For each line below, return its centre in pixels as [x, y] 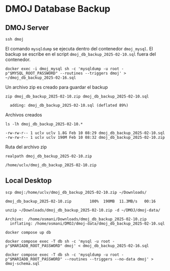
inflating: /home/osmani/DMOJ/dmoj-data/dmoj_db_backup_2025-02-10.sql [88, 223]
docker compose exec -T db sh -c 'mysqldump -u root [62, 255]
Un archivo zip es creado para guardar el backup [56, 87]
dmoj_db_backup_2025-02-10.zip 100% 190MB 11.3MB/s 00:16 [81, 201]
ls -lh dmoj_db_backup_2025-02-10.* [44, 124]
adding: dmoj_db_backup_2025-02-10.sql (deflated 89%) [69, 105]
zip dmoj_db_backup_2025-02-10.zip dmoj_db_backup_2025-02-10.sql [77, 97]
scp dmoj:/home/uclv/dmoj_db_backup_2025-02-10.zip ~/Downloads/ [76, 192]
